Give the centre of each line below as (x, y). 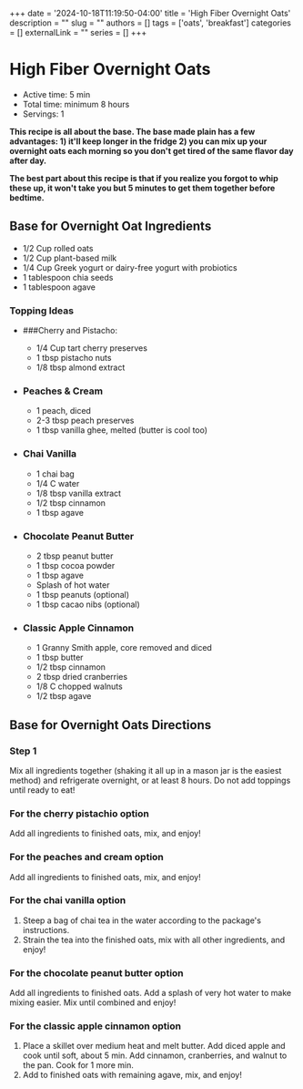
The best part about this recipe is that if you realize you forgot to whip (144, 178)
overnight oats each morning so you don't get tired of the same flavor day (151, 150)
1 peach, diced (63, 411)
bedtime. (27, 197)
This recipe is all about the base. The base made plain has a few (132, 131)
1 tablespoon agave (59, 287)
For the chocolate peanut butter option (96, 972)
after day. (28, 160)
